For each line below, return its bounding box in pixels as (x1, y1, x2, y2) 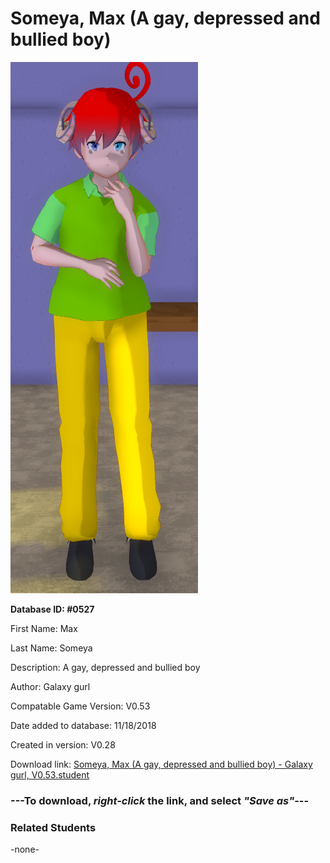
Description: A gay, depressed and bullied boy (10, 661, 201, 673)
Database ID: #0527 (10, 603, 95, 615)
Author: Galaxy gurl (10, 680, 91, 692)
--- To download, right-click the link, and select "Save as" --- (10, 793, 310, 807)
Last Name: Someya (10, 642, 93, 654)
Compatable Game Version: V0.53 (10, 700, 151, 712)
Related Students (10, 820, 97, 834)
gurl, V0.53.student (10, 768, 90, 781)
